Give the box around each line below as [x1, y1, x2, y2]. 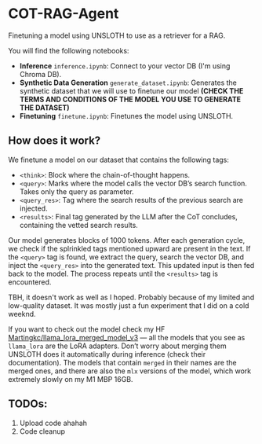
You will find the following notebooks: [8, 46, 129, 55]
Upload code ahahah [19, 418, 88, 427]
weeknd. [8, 309, 37, 318]
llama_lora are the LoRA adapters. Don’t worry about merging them [8, 341, 227, 350]
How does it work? [8, 134, 101, 148]
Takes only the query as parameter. [19, 186, 135, 196]
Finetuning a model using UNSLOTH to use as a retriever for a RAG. [8, 31, 226, 40]
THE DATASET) [19, 103, 70, 112]
